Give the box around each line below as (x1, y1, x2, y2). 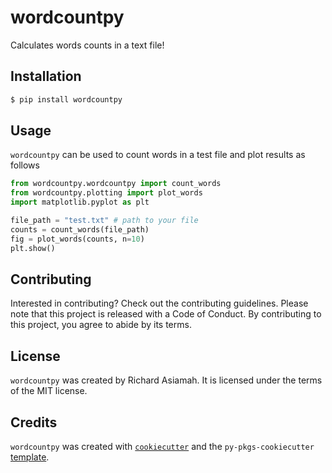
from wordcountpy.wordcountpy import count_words (10, 179, 222, 189)
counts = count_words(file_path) (10, 224, 150, 235)
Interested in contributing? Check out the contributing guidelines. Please (10, 297, 309, 310)
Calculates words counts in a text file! (10, 39, 165, 51)
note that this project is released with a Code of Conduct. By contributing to (10, 308, 322, 320)
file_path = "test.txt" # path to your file (10, 216, 199, 226)
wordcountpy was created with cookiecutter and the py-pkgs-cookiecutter (10, 441, 315, 452)
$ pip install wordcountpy (10, 94, 123, 105)
